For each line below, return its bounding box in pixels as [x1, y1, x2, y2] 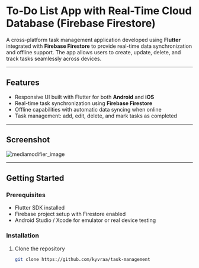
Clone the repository [14, 245, 65, 252]
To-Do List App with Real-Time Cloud [6, 4, 192, 18]
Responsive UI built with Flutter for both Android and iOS [14, 93, 155, 100]
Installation [6, 231, 40, 240]
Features [6, 78, 40, 88]
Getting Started [6, 173, 65, 183]
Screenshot [6, 135, 50, 145]
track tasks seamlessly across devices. [6, 55, 102, 62]
